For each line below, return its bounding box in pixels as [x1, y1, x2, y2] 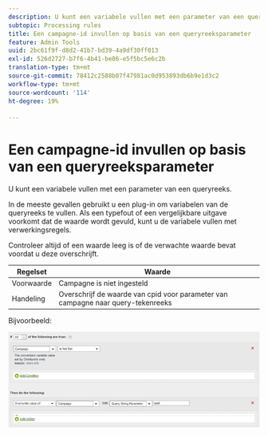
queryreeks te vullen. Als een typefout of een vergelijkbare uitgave [8, 208, 227, 218]
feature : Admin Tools [8, 38, 81, 46]
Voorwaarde [11, 278, 53, 287]
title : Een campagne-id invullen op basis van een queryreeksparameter [8, 30, 251, 38]
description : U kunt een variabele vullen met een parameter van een [8, 13, 245, 21]
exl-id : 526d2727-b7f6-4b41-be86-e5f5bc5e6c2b [8, 55, 166, 63]
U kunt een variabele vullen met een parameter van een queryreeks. [8, 184, 233, 194]
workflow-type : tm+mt [8, 80, 81, 88]
